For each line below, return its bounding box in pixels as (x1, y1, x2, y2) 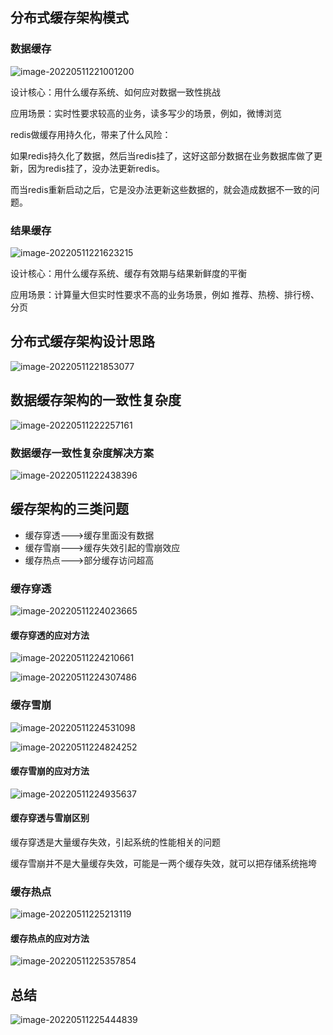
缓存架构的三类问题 (10, 501, 129, 518)
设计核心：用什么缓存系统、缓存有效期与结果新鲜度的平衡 (10, 267, 247, 279)
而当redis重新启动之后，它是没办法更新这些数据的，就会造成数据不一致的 (10, 183, 312, 195)
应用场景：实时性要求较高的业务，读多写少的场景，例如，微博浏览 (10, 107, 282, 119)
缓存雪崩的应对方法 (10, 765, 90, 777)
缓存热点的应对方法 (10, 932, 90, 944)
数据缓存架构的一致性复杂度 (10, 392, 182, 409)
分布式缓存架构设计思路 (10, 333, 155, 350)
